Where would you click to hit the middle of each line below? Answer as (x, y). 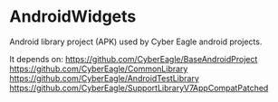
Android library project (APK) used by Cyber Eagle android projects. (136, 42)
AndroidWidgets (73, 17)
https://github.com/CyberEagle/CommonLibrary (99, 69)
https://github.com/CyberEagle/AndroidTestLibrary (104, 78)
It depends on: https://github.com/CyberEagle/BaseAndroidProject (134, 59)
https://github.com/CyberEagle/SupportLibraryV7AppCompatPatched (139, 88)
